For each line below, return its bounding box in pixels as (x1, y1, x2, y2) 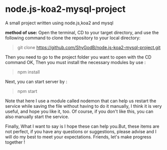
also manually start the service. (5, 113, 70, 120)
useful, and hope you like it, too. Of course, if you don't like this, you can (5, 108, 154, 114)
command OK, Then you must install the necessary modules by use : (5, 59, 146, 65)
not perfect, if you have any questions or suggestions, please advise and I (5, 128, 157, 135)
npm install (17, 69, 40, 75)
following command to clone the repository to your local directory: (5, 35, 141, 41)
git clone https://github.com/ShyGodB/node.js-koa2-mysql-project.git (17, 44, 161, 50)
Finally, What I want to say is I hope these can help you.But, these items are (5, 123, 160, 129)
